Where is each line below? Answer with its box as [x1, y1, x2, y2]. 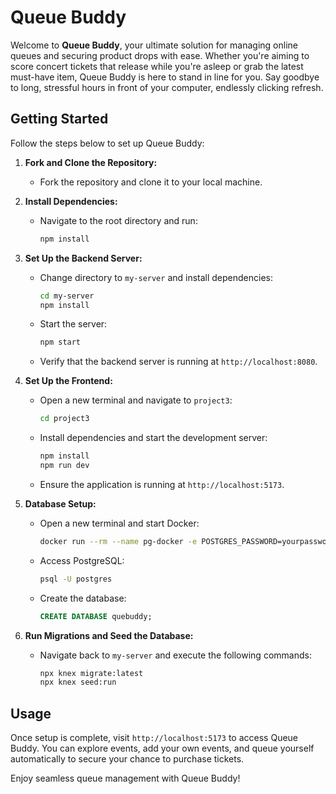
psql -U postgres [39, 574, 113, 584]
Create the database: [39, 592, 127, 604]
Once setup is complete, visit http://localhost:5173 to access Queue [10, 732, 299, 744]
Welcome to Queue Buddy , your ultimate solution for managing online [10, 39, 298, 51]
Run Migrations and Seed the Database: [24, 629, 194, 641]
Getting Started [10, 111, 109, 128]
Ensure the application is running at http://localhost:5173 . [39, 478, 285, 490]
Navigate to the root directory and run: [39, 214, 198, 226]
